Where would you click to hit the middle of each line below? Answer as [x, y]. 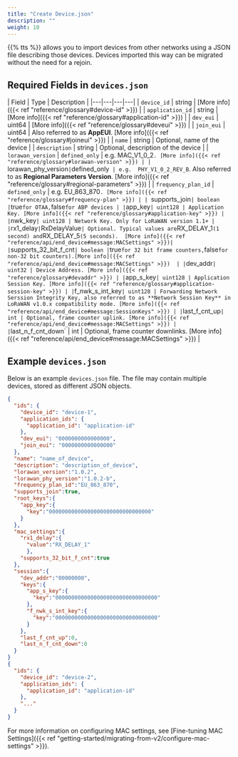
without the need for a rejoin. [50, 63]
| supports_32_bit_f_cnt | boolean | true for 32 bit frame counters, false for [118, 249]
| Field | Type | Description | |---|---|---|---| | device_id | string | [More [111, 102]
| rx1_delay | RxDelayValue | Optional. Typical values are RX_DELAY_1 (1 [113, 228]
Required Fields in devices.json [78, 85]
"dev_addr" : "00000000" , [56, 578]
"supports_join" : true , [47, 492]
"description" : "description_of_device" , [76, 465]
